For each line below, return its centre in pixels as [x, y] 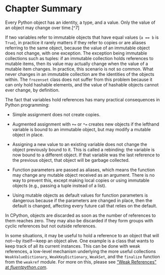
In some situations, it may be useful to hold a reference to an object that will [82, 235]
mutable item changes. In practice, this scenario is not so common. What [79, 69]
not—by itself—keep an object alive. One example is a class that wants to [80, 241]
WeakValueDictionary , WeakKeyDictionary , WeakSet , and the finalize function [82, 257]
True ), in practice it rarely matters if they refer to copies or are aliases [76, 42]
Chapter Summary [44, 9]
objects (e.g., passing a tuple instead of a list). [59, 185]
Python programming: [27, 105]
